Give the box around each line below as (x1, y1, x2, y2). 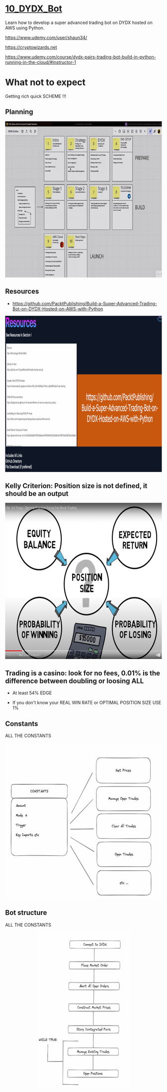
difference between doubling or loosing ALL (5, 676, 144, 685)
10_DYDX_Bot (5, 3, 63, 14)
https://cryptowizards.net (5, 44, 57, 50)
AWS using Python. (5, 24, 45, 30)
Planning (5, 108, 33, 116)
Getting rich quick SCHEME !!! (5, 93, 66, 99)
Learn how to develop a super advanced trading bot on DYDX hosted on (5, 19, 153, 25)
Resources (5, 287, 39, 296)
